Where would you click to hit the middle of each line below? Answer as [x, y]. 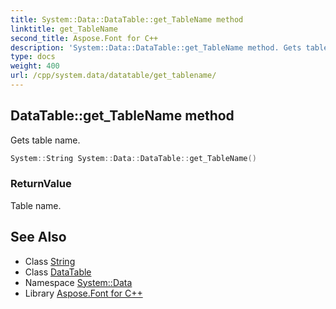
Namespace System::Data [78, 282]
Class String [50, 261]
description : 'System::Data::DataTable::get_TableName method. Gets [156, 47]
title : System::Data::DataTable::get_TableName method [127, 19]
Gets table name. [45, 140]
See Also [38, 237]
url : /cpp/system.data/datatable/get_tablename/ [113, 76]
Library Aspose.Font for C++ [83, 293]
